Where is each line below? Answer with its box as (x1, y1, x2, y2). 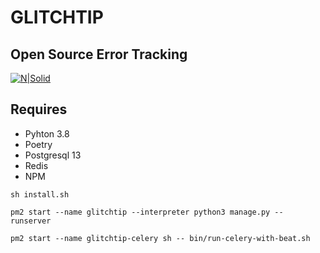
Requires (10, 101, 68, 118)
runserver (10, 216, 52, 226)
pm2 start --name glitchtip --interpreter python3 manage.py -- (10, 207, 284, 217)
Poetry (24, 138, 53, 150)
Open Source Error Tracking (10, 46, 188, 63)
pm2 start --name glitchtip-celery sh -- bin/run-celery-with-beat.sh (10, 233, 311, 243)
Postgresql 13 (24, 149, 82, 161)
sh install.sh (10, 189, 70, 200)
